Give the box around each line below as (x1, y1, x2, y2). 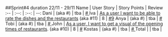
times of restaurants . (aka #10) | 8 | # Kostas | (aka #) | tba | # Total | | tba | (5, 26, 162, 32)
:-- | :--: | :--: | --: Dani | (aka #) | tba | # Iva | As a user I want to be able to (5, 10, 161, 16)
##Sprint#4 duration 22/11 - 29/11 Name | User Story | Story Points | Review (5, 5, 163, 10)
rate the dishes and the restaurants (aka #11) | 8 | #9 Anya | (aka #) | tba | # (5, 15, 162, 21)
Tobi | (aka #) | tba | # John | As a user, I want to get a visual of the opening (5, 20, 163, 26)
